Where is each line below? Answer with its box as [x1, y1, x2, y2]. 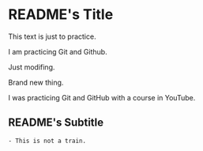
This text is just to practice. [8, 32, 96, 41]
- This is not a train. [8, 137, 87, 145]
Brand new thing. [8, 77, 64, 87]
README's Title [8, 6, 114, 24]
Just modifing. [8, 62, 55, 72]
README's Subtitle [8, 116, 104, 130]
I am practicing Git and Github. [8, 47, 108, 56]
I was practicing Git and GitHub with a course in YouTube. [8, 92, 196, 102]
